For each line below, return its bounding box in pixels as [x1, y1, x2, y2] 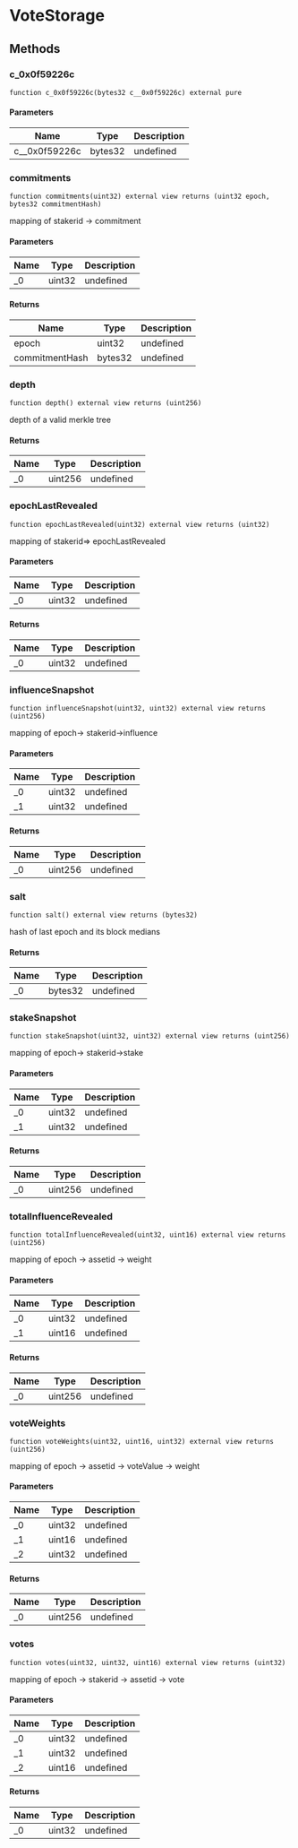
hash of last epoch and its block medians [9, 926, 161, 937]
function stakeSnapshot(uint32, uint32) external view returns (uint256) [9, 1032, 291, 1041]
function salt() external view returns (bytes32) [9, 911, 199, 920]
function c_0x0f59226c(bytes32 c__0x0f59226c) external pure [9, 88, 243, 97]
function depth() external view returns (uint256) [9, 399, 202, 408]
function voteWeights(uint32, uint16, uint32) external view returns [9, 1437, 275, 1446]
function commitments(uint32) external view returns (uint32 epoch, [9, 192, 270, 202]
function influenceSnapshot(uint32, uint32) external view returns [9, 704, 267, 713]
